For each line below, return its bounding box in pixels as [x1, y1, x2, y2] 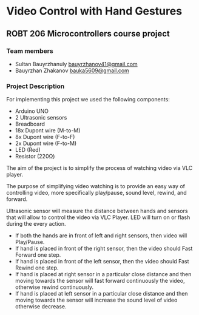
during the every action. [6, 220, 66, 228]
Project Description [6, 82, 65, 90]
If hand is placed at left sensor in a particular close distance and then [15, 290, 188, 297]
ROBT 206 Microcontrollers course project [6, 29, 170, 39]
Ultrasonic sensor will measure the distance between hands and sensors [6, 208, 188, 215]
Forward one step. [15, 251, 61, 259]
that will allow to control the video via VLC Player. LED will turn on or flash [6, 214, 191, 221]
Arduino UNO [15, 107, 49, 115]
